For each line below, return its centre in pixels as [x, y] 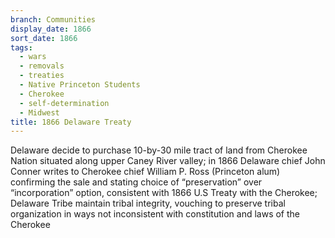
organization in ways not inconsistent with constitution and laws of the [155, 214]
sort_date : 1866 [44, 38]
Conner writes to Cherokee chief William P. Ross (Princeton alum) [145, 172]
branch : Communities [53, 19]
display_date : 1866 [51, 29]
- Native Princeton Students [80, 85]
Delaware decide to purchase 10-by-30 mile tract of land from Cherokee [159, 150]
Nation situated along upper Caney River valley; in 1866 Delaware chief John [168, 161]
